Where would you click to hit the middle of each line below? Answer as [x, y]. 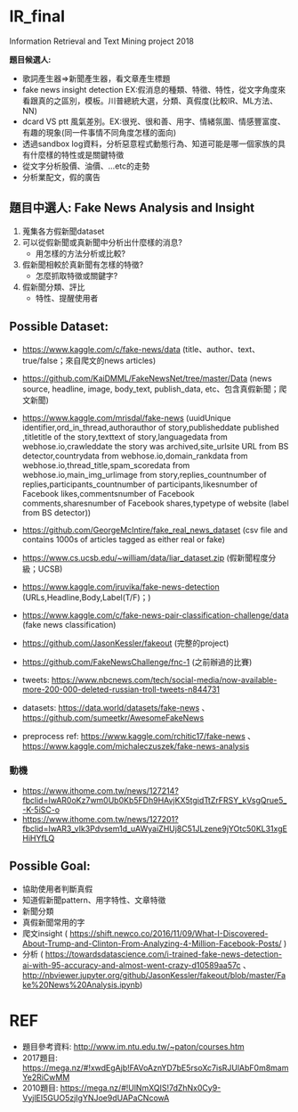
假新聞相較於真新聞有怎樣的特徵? [83, 264]
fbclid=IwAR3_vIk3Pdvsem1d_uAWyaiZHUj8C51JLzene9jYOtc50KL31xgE [154, 828]
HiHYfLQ [38, 838]
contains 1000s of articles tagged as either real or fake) [123, 539]
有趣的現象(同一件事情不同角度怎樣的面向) [99, 132]
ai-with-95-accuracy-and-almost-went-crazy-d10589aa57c [131, 965]
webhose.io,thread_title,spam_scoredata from [106, 465]
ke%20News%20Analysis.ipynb [81, 984]
